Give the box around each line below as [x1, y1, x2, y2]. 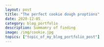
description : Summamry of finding [5, 25, 76, 30]
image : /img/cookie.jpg [5, 30, 54, 35]
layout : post [5, 7, 32, 12]
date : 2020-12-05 [5, 16, 41, 21]
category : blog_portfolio [5, 21, 58, 26]
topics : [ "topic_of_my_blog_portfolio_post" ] [5, 35, 100, 40]
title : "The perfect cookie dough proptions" [5, 12, 100, 17]
